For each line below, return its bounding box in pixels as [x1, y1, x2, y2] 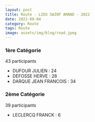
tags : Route [5, 26, 30, 31]
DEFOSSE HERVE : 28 [12, 73, 57, 79]
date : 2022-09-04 [5, 16, 41, 21]
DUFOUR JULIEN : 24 [12, 68, 57, 74]
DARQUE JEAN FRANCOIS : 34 [12, 78, 76, 85]
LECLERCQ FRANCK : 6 [12, 112, 61, 118]
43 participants [5, 58, 36, 64]
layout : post [5, 7, 32, 12]
